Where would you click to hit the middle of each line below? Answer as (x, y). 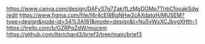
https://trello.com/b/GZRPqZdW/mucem (57, 28)
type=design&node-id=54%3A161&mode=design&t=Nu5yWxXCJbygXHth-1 (102, 21)
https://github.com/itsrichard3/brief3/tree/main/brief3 (74, 34)
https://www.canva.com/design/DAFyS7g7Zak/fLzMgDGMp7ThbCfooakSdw (102, 9)
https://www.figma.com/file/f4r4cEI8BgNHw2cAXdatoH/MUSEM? (102, 15)
